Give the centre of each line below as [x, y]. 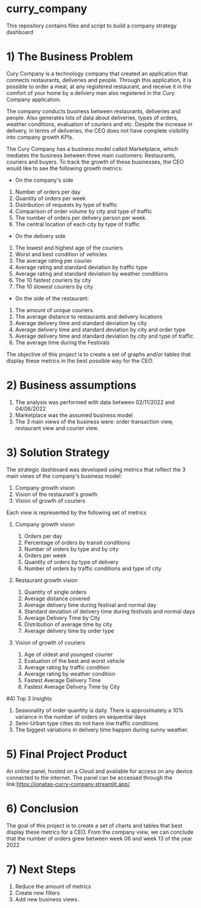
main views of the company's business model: [64, 476]
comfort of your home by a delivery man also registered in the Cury [90, 93]
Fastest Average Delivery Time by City [72, 686]
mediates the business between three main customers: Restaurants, [91, 155]
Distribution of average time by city [68, 624]
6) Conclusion [43, 808]
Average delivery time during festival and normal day [90, 605]
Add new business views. [47, 899]
